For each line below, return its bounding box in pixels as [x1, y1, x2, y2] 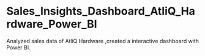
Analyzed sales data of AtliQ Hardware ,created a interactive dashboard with [6, 37, 199, 44]
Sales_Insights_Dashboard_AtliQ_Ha [6, 4, 196, 18]
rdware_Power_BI [6, 17, 97, 31]
